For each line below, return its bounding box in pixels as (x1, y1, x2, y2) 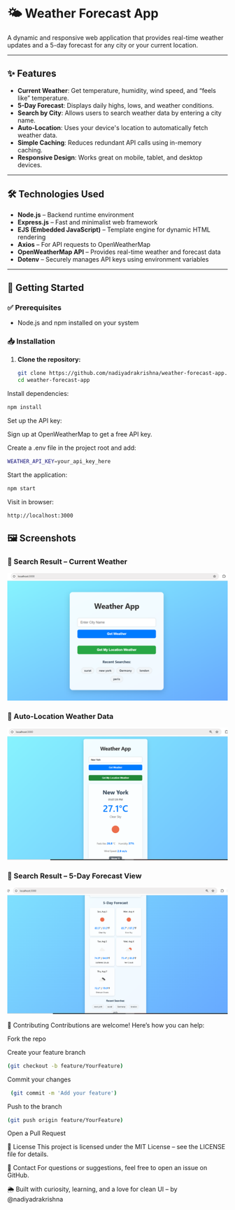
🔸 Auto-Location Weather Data (7, 711, 114, 721)
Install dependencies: (7, 390, 69, 398)
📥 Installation (7, 336, 56, 346)
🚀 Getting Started (7, 281, 85, 294)
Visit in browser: (7, 497, 55, 506)
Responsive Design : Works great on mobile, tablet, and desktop (17, 153, 203, 162)
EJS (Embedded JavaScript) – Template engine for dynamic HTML (17, 225, 211, 234)
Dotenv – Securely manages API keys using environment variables (17, 255, 209, 263)
